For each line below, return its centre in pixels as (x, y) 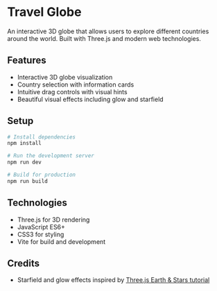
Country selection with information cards (76, 85)
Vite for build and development (61, 241)
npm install (24, 143)
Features (27, 61)
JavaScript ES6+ (41, 227)
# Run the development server (51, 156)
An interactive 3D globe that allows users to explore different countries (108, 31)
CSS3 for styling (41, 234)
